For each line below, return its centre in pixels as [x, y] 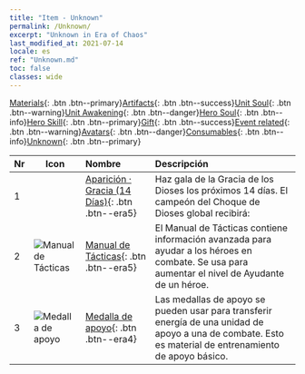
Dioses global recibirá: [202, 212]
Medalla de [109, 316]
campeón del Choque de [207, 202]
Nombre [103, 163]
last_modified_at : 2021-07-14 [67, 43]
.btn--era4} [111, 339]
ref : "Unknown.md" [44, 60]
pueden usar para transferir [213, 310]
